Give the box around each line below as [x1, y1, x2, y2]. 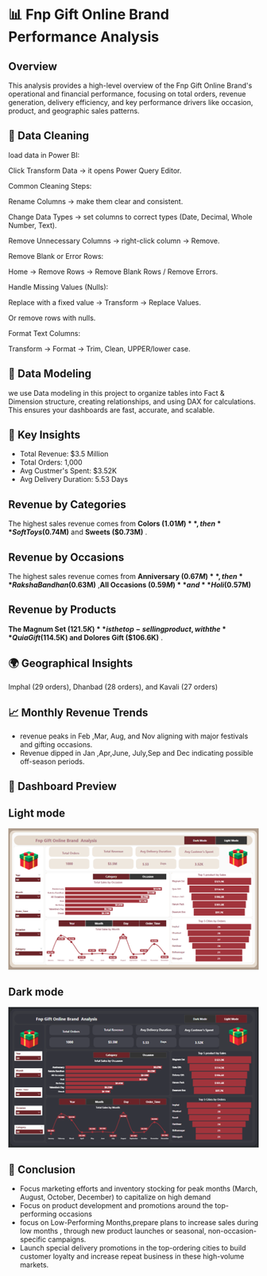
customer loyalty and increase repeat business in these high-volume [19, 1251, 245, 1262]
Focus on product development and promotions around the [19, 1201, 213, 1211]
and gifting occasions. [19, 739, 93, 749]
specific [19, 1235, 46, 1244]
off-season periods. [19, 757, 85, 766]
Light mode [8, 807, 66, 820]
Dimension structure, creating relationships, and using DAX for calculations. [8, 397, 256, 406]
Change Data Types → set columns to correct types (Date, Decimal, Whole [8, 212, 253, 221]
